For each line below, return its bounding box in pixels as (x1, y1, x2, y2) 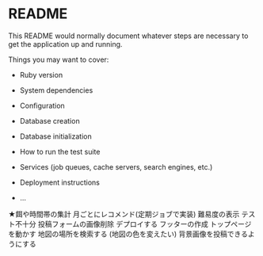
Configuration (19, 101, 65, 110)
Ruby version (19, 70, 63, 79)
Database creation (19, 116, 81, 125)
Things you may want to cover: (8, 55, 109, 64)
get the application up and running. (8, 39, 123, 48)
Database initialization (19, 132, 93, 141)
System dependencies (19, 85, 93, 95)
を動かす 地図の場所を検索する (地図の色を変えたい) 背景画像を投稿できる (8, 229, 248, 239)
